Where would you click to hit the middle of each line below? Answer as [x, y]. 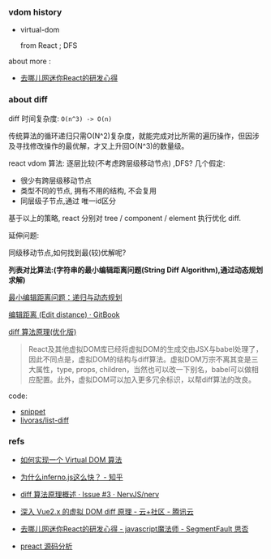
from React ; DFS [49, 45]
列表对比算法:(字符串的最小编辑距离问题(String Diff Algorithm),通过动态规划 [136, 270]
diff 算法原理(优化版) [43, 331]
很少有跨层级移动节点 [56, 180]
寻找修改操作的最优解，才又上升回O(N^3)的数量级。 [102, 145]
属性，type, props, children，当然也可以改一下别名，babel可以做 [143, 369]
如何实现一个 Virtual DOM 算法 [71, 459]
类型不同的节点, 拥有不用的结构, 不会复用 [88, 190]
